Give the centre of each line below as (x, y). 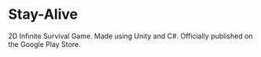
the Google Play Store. (44, 44)
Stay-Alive (43, 14)
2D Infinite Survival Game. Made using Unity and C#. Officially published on (130, 36)
